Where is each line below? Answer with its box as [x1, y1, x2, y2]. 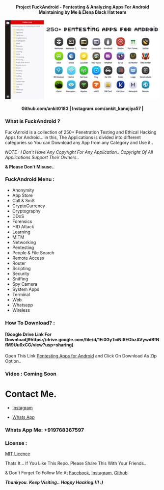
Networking [12, 239, 36, 245]
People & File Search [12, 249, 55, 255]
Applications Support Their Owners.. [5, 154, 80, 160]
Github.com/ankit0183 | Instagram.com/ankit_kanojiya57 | [21, 106, 144, 111]
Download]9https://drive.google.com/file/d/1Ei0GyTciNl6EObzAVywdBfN [5, 337, 160, 343]
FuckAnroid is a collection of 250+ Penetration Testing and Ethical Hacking [5, 129, 157, 135]
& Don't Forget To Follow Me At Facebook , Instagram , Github [5, 470, 128, 476]
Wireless [12, 307, 30, 313]
